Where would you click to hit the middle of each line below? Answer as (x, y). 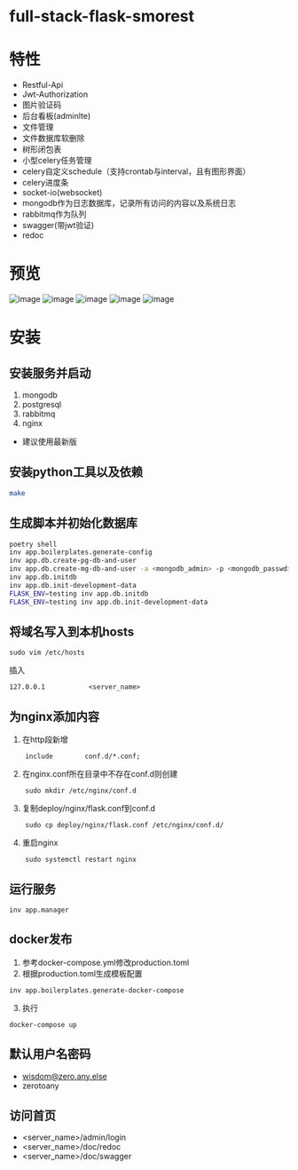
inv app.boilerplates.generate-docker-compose (97, 990)
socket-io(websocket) (62, 193)
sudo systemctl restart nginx (81, 860)
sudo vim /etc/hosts (47, 653)
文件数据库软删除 (53, 138)
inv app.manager (39, 910)
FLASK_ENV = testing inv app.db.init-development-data (109, 602)
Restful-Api (43, 85)
